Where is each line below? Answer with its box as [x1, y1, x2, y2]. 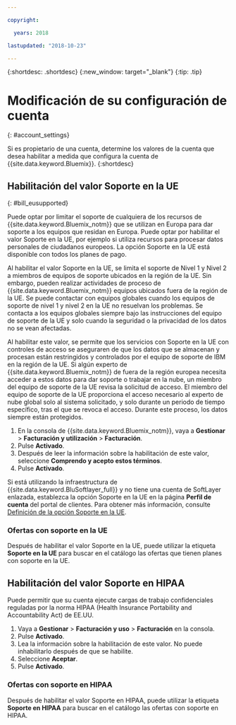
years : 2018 [13, 29, 49, 36]
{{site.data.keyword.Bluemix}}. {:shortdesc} [7, 160, 134, 168]
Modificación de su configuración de [7, 93, 228, 108]
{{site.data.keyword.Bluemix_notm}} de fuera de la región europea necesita [7, 368, 227, 376]
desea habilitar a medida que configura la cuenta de [7, 152, 159, 161]
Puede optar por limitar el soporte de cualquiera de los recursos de [7, 213, 202, 221]
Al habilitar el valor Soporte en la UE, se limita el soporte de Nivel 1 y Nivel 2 [7, 264, 227, 272]
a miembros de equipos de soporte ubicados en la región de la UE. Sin [7, 272, 212, 280]
